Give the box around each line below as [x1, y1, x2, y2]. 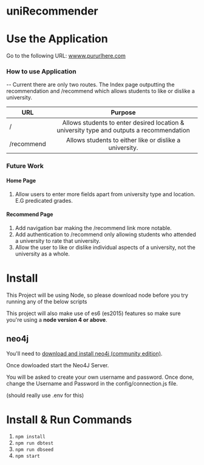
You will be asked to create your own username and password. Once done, [6, 373, 194, 381]
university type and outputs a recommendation [56, 126, 190, 135]
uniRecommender [6, 4, 98, 18]
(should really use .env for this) [6, 392, 84, 399]
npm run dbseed [15, 447, 54, 453]
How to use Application [6, 67, 77, 76]
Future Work [6, 162, 44, 171]
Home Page [6, 177, 36, 184]
